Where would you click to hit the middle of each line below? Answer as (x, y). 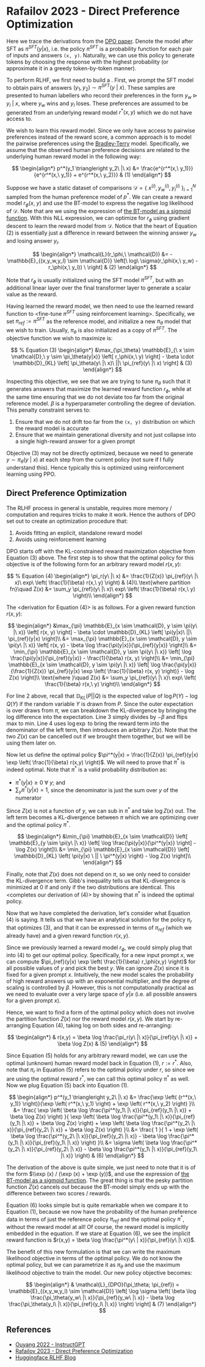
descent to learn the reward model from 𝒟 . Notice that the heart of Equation (102, 226)
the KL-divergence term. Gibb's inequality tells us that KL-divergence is (96, 881)
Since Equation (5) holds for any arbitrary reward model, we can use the (97, 1055)
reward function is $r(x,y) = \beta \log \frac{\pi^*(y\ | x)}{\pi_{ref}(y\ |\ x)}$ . (101, 1240)
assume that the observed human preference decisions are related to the (98, 150)
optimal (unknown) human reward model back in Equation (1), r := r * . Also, (99, 1063)
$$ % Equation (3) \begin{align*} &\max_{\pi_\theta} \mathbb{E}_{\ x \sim (103, 350)
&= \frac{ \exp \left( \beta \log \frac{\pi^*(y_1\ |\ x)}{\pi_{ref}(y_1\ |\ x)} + (103, 1110)
